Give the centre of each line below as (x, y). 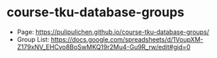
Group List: (33, 39)
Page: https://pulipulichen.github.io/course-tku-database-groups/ (113, 32)
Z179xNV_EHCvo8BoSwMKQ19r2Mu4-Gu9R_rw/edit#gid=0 (104, 47)
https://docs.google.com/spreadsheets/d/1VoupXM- (127, 39)
